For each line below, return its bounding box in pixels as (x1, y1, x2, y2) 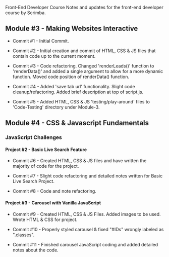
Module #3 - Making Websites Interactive (5, 24, 138, 33)
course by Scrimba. (5, 10, 46, 16)
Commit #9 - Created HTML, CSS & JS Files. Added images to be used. (12, 211, 161, 217)
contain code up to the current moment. (12, 53, 96, 59)
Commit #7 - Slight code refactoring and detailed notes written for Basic (12, 173, 163, 179)
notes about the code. (12, 247, 59, 253)
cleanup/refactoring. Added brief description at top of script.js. (12, 89, 144, 95)
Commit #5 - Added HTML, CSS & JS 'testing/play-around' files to (12, 98, 150, 104)
